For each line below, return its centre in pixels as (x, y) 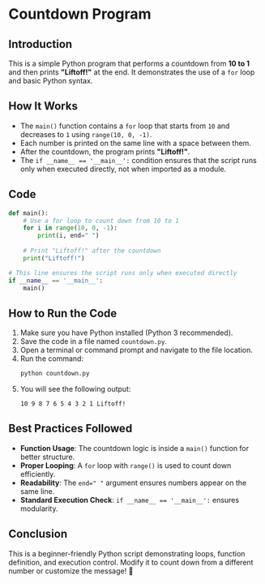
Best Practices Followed (71, 429)
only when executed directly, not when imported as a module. (123, 169)
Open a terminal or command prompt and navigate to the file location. (137, 350)
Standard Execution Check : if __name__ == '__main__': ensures (130, 500)
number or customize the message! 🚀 (71, 571)
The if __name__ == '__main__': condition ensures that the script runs (138, 160)
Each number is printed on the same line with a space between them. (135, 143)
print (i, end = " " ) (68, 236)
